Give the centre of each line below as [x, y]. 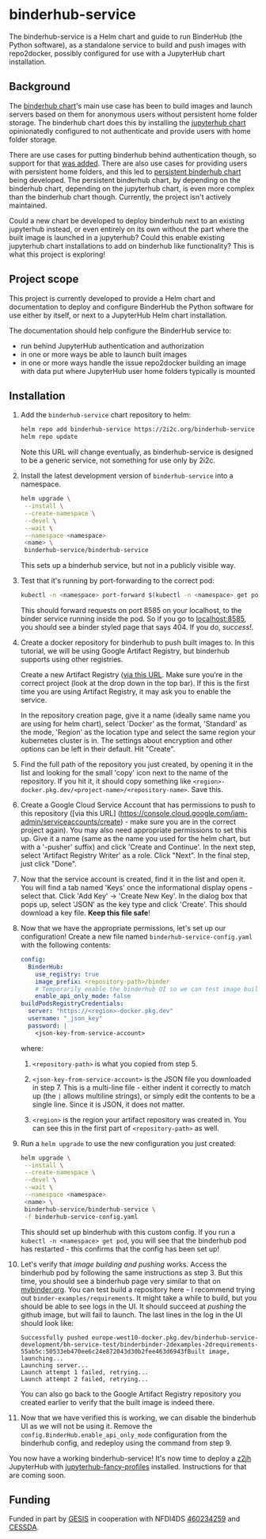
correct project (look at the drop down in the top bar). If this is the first [135, 683]
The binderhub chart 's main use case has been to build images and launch [131, 105]
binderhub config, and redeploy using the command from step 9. [126, 1442]
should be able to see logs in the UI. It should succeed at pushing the [133, 1306]
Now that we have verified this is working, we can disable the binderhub [138, 1417]
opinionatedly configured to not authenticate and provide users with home [130, 131]
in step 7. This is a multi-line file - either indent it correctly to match [141, 1088]
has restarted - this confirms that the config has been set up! [120, 1248]
